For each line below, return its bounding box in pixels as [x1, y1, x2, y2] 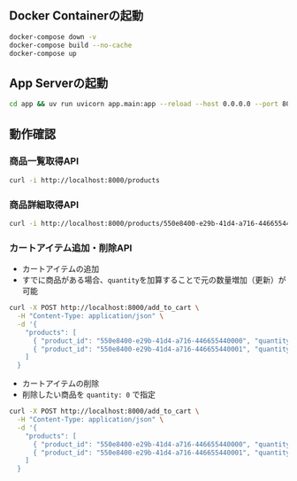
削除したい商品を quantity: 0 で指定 [21, 389, 156, 400]
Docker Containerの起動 [9, 8, 144, 24]
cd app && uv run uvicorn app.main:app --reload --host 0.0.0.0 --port [9, 100, 278, 109]
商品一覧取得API [9, 155, 80, 167]
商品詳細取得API [9, 198, 80, 211]
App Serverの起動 [9, 75, 109, 90]
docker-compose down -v [9, 32, 97, 42]
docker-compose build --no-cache [9, 41, 133, 50]
